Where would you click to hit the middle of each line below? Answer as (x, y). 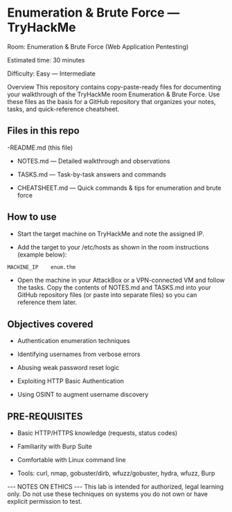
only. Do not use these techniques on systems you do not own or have (107, 494)
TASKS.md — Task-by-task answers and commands (91, 174)
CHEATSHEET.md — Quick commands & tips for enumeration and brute (119, 188)
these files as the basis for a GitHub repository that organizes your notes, (111, 101)
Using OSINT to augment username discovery (83, 395)
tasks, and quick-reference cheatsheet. (63, 109)
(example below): (42, 254)
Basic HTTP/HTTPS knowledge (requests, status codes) (97, 433)
